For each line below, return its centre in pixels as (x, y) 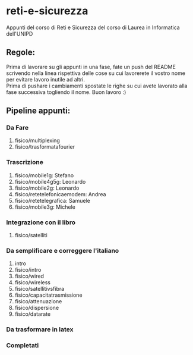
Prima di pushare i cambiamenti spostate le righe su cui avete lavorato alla (97, 86)
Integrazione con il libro (41, 222)
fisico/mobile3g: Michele (45, 207)
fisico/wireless (32, 282)
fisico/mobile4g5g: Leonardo (50, 181)
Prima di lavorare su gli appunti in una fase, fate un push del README (91, 67)
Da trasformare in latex (40, 329)
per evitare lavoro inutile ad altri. (45, 79)
